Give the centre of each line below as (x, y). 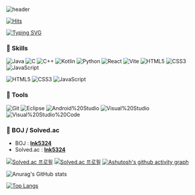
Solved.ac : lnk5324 (40, 149)
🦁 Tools (17, 95)
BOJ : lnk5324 (33, 143)
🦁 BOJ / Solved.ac (33, 130)
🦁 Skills (17, 48)
